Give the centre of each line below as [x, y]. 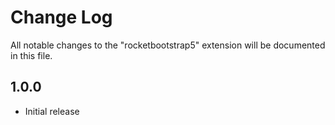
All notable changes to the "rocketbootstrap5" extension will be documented [168, 45]
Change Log [61, 17]
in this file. [31, 55]
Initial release [52, 111]
